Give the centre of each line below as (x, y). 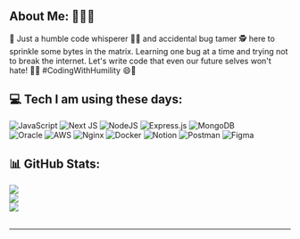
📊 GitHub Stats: (55, 165)
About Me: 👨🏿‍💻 (52, 16)
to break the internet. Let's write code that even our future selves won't (141, 61)
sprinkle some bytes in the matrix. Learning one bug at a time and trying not (149, 51)
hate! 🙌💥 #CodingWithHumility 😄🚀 (73, 70)
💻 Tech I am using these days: (96, 99)
